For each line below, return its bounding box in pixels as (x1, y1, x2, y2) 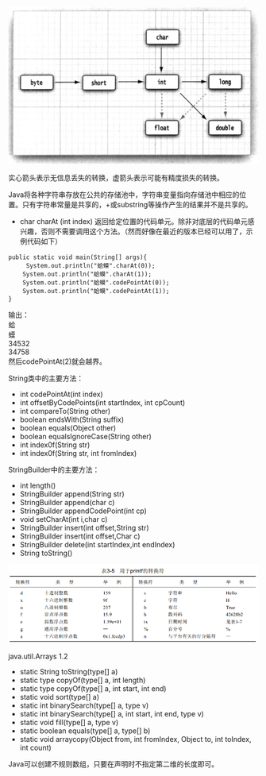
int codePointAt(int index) (19, 389, 103, 399)
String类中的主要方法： (8, 373, 84, 383)
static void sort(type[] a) (19, 693, 100, 702)
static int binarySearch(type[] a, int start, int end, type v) (19, 709, 204, 719)
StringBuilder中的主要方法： (8, 465, 100, 474)
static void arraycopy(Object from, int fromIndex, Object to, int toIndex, (19, 735, 252, 744)
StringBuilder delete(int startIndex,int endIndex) (19, 539, 175, 549)
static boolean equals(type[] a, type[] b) (19, 726, 151, 735)
